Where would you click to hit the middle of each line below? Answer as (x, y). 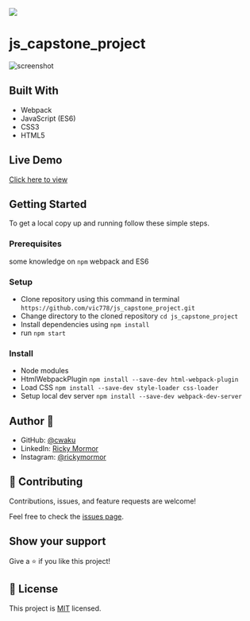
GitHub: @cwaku (48, 440)
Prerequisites (35, 244)
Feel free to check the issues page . (66, 516)
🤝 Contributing (46, 482)
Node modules (44, 371)
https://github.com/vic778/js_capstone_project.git (108, 308)
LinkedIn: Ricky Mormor (59, 449)
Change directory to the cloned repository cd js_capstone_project (129, 316)
